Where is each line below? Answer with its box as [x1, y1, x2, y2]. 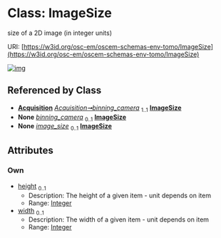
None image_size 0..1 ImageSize [17, 122, 113, 133]
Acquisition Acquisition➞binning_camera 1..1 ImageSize [17, 103, 182, 113]
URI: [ [7, 42, 24, 51]
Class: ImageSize [7, 5, 113, 21]
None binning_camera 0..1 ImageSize [17, 113, 127, 123]
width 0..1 [17, 206, 44, 217]
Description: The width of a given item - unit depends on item [28, 215, 209, 224]
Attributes [7, 144, 53, 156]
